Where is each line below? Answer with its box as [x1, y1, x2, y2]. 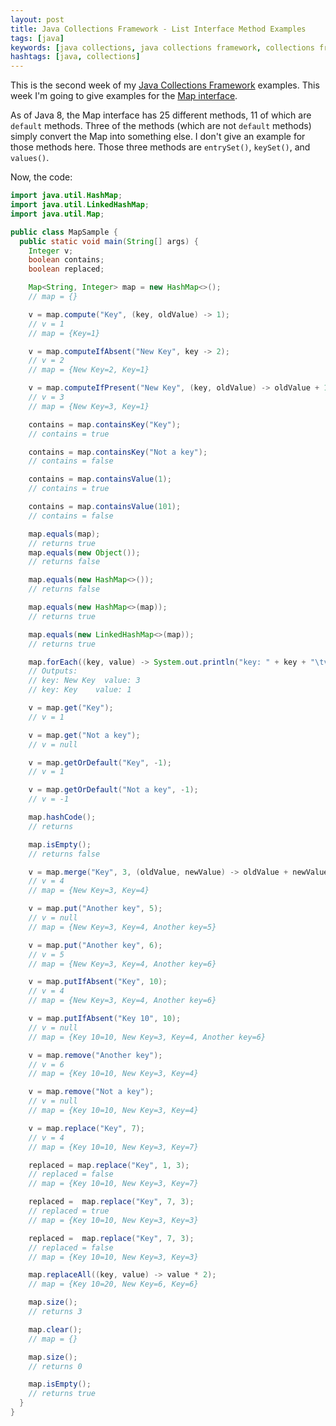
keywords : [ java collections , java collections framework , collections [10, 42, 315, 53]
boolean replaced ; [28, 264, 105, 275]
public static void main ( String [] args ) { [19, 236, 199, 246]
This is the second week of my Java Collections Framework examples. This [10, 79, 320, 91]
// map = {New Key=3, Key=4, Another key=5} [28, 922, 217, 932]
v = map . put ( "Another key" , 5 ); [28, 904, 163, 914]
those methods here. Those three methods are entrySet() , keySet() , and [10, 141, 311, 153]
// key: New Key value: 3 [28, 676, 141, 686]
